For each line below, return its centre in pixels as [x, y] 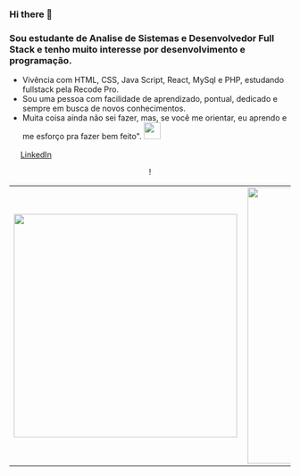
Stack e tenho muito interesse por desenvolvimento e [127, 49]
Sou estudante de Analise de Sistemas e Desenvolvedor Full [142, 38]
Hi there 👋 [31, 14]
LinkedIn [36, 154]
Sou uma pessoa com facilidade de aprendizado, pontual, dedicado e [150, 99]
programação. [41, 60]
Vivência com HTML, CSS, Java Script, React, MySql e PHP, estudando [153, 80]
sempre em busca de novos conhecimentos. [104, 109]
